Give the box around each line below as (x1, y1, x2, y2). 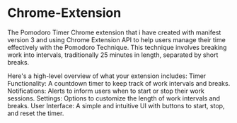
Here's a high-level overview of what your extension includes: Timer (7, 72, 207, 80)
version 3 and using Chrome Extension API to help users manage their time (7, 35, 226, 44)
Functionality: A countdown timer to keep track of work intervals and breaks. (7, 79, 231, 87)
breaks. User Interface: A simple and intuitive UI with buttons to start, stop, (7, 101, 225, 110)
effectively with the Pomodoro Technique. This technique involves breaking (7, 43, 227, 51)
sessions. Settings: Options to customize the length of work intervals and (7, 93, 221, 103)
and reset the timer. (7, 109, 64, 117)
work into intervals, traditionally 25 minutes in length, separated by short (7, 51, 219, 59)
